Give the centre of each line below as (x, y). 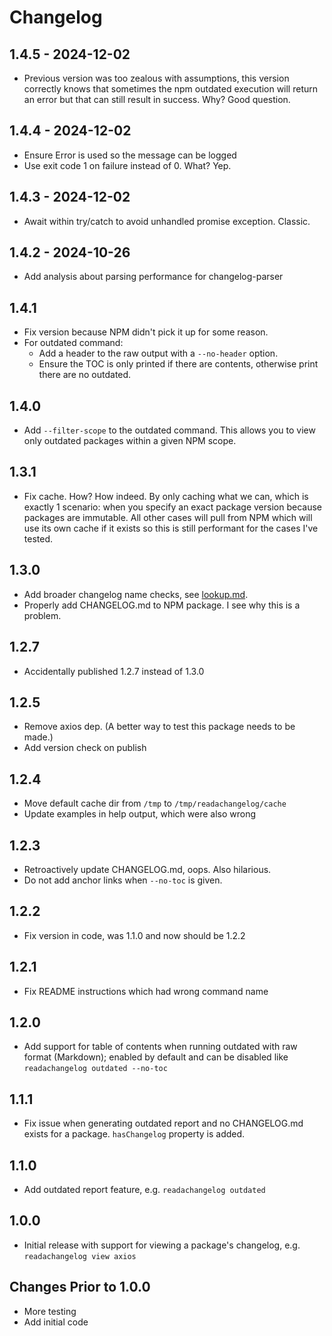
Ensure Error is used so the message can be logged (130, 155)
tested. (38, 538)
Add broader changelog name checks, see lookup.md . (136, 594)
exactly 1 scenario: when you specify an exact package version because (172, 507)
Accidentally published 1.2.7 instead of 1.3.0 (114, 671)
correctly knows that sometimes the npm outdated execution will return (171, 89)
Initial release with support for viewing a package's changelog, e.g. (162, 1245)
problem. (42, 615)
